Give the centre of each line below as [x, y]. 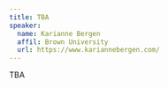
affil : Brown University [63, 42]
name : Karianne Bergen [59, 33]
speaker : [25, 25]
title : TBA [29, 17]
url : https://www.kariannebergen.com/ [89, 50]
